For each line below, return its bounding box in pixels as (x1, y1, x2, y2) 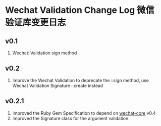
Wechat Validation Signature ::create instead (12, 83, 103, 88)
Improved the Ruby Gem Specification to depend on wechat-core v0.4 (12, 110, 156, 116)
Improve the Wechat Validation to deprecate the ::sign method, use (12, 77, 149, 83)
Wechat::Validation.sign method (12, 50, 77, 56)
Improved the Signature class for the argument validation (12, 115, 129, 121)
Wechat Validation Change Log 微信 (5, 4, 155, 16)
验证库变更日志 (5, 17, 66, 28)
